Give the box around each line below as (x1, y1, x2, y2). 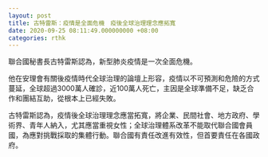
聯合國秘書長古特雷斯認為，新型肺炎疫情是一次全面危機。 (8, 57, 197, 66)
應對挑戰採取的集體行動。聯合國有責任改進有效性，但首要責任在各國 (29, 131, 253, 140)
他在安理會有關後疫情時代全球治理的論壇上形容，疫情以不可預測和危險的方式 (8, 73, 260, 84)
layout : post (8, 11, 52, 20)
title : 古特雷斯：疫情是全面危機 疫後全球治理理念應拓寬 (8, 19, 176, 27)
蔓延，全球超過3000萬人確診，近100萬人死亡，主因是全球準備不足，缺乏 (8, 84, 247, 93)
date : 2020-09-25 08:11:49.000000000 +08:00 (8, 26, 159, 34)
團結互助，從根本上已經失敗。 (22, 93, 120, 104)
